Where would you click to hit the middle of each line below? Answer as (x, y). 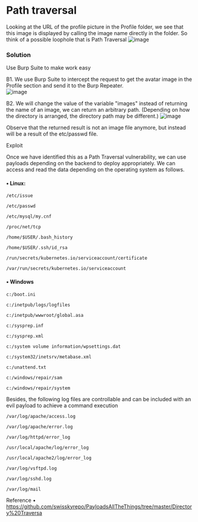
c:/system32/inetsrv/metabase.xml (49, 357)
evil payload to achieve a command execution (62, 405)
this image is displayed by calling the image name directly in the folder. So (97, 33)
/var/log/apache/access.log (41, 416)
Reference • (21, 500)
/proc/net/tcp (24, 227)
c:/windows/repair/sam (34, 378)
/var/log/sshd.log (29, 479)
